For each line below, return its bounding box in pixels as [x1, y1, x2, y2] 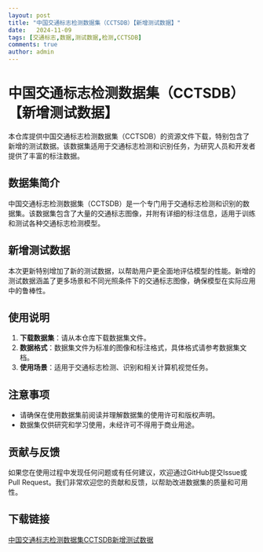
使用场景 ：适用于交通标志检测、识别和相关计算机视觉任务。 [19, 362, 213, 372]
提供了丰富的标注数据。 [8, 151, 84, 160]
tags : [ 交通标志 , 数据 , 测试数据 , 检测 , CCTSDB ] [8, 33, 142, 42]
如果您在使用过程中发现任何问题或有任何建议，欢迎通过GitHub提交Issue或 [8, 468, 247, 477]
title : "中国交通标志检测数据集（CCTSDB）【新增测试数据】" [8, 19, 181, 27]
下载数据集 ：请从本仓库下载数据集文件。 [19, 333, 151, 343]
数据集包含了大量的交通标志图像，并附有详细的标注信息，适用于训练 [35, 208, 256, 218]
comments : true [8, 41, 58, 49]
